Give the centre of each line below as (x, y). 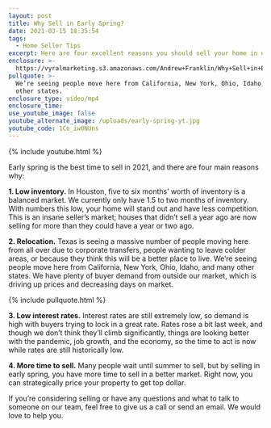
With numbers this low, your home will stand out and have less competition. (134, 208)
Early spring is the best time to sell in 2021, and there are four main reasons (134, 167)
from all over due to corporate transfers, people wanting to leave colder (127, 250)
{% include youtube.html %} (55, 151)
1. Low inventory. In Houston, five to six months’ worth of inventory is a (127, 191)
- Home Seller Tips (48, 46)
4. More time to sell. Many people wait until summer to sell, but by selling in (134, 365)
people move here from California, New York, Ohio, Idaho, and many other (131, 266)
